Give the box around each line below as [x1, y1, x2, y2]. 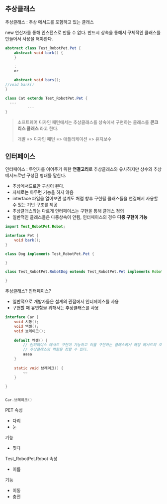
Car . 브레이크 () [5, 397, 32, 402]
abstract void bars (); [14, 78, 61, 83]
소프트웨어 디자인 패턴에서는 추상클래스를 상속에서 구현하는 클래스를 [17, 119, 149, 126]
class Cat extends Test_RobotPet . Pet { [5, 96, 88, 101]
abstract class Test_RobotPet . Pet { [5, 45, 81, 51]
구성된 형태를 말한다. [26, 172, 67, 178]
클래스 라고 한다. [26, 126, 59, 131]
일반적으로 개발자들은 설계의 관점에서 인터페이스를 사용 [12, 298, 119, 305]
